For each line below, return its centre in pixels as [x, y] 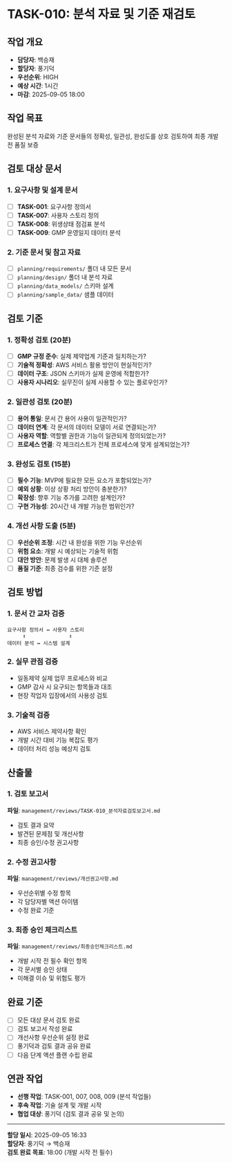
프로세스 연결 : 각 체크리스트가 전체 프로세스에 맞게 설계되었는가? [103, 444]
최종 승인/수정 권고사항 [48, 842]
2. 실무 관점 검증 [33, 662]
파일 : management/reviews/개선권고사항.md [63, 878]
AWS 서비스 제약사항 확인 [52, 732]
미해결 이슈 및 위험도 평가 [51, 978]
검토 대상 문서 [35, 169]
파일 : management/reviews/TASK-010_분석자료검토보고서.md [84, 810]
